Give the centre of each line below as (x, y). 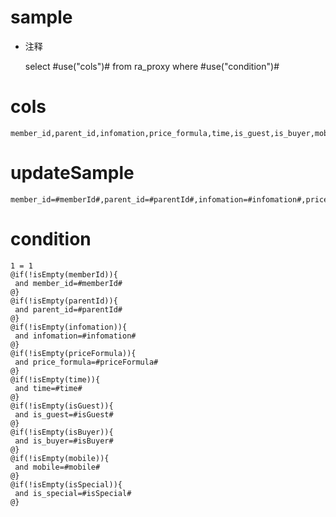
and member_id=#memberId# (68, 283)
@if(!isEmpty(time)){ (55, 379)
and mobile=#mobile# (57, 467)
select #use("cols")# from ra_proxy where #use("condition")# (152, 66)
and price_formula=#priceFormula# (86, 362)
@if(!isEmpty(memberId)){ (64, 274)
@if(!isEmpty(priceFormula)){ (73, 353)
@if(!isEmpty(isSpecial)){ (66, 484)
